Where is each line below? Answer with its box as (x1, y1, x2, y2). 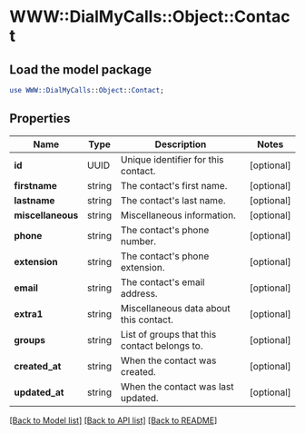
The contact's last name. (121, 193, 226, 206)
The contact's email (121, 275, 205, 288)
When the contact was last (121, 380, 234, 392)
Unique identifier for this (121, 153, 224, 165)
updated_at (14, 386, 64, 399)
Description (154, 138, 207, 151)
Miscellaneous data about (121, 301, 231, 314)
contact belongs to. (121, 339, 203, 351)
